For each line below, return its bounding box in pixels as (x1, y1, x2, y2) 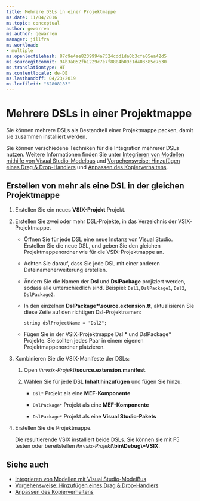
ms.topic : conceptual (6, 20, 60, 26)
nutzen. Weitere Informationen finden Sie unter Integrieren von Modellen (6, 151, 184, 158)
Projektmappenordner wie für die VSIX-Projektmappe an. (23, 248, 164, 255)
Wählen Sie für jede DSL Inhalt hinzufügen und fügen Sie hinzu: (23, 378, 182, 385)
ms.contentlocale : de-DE (6, 70, 68, 76)
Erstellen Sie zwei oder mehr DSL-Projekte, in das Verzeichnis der (14, 218, 177, 225)
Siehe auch (6, 460, 49, 470)
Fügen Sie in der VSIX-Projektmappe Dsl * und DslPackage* (23, 330, 171, 338)
